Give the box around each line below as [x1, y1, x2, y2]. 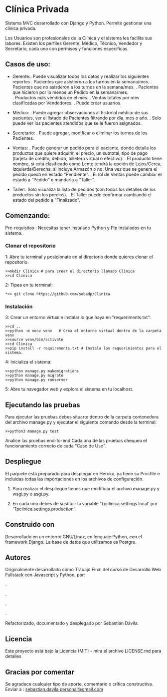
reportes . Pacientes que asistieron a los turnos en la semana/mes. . [12, 78, 152, 84]
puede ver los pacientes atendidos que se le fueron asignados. [12, 120, 142, 126]
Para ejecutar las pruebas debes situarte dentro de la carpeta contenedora [5, 413, 159, 420]
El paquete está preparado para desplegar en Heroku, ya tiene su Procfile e [5, 470, 161, 476]
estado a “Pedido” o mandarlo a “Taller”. [12, 176, 95, 183]
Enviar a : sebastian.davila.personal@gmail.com [5, 687, 104, 693]
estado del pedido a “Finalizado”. [12, 197, 80, 203]
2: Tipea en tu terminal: [5, 282, 53, 288]
